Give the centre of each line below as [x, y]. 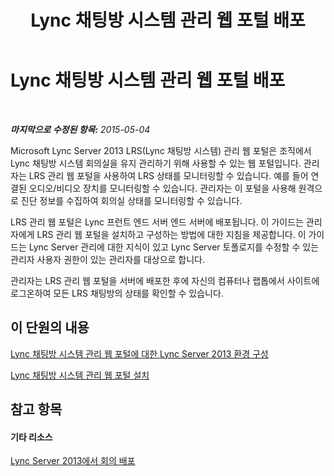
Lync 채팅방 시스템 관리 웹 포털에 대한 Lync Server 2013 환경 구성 [139, 353]
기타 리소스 [31, 437]
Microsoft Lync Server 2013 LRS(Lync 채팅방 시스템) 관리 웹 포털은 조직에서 [161, 150]
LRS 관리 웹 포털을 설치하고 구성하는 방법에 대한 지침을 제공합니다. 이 [171, 234]
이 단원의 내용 [50, 327]
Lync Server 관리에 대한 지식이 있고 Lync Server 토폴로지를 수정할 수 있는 [174, 247]
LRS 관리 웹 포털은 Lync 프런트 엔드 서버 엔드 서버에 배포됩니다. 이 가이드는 [157, 222]
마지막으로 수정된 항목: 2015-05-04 [80, 129]
